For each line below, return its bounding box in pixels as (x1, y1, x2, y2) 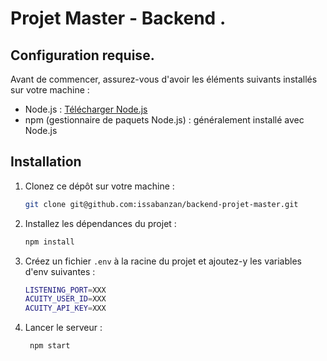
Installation (10, 153, 82, 171)
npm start (29, 341, 71, 351)
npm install (24, 237, 75, 247)
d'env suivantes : (24, 265, 96, 277)
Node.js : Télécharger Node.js (24, 103, 148, 115)
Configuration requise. (10, 47, 155, 64)
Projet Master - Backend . (10, 7, 227, 30)
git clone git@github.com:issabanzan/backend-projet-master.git (24, 199, 299, 209)
